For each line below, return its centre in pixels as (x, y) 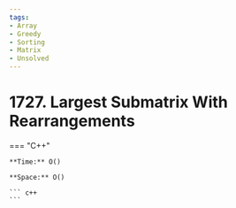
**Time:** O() (35, 162)
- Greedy (25, 34)
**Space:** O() (37, 177)
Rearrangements (72, 121)
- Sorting (27, 42)
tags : (19, 17)
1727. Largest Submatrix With (118, 102)
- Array (23, 26)
